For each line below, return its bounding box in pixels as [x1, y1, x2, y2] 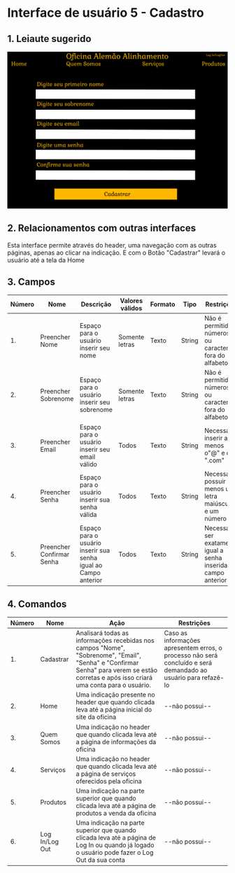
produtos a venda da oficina [76, 809, 157, 818]
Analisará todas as [76, 629, 129, 637]
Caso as [164, 629, 187, 637]
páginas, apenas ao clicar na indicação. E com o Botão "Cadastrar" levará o [7, 248, 226, 257]
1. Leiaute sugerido [7, 33, 92, 45]
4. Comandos [7, 598, 67, 610]
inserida [204, 561, 228, 569]
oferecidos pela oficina [76, 776, 142, 785]
